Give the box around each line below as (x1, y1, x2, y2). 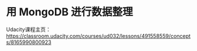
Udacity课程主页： (6, 26, 51, 33)
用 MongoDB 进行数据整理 (6, 5, 133, 19)
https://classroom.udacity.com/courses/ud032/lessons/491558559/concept (6, 32, 191, 39)
